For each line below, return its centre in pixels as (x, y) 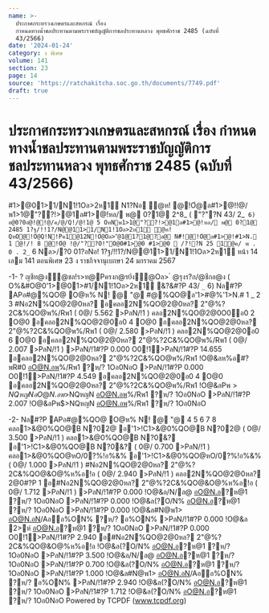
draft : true (28, 91)
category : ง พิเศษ (36, 53)
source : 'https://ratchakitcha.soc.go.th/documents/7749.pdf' (114, 83)
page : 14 (23, 76)
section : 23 (28, 68)
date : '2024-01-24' (41, 46)
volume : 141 (28, 61)
